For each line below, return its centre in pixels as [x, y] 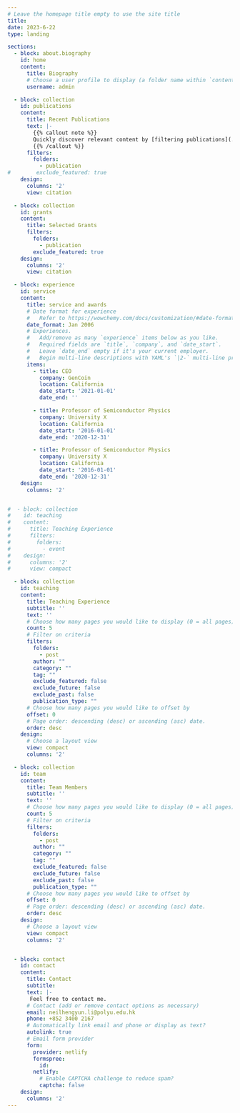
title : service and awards [66, 304]
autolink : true [49, 1032]
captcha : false [61, 1085]
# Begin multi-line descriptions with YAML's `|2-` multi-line [125, 358]
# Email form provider [60, 1039]
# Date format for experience [71, 311]
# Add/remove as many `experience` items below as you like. [122, 338]
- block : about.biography [52, 54]
